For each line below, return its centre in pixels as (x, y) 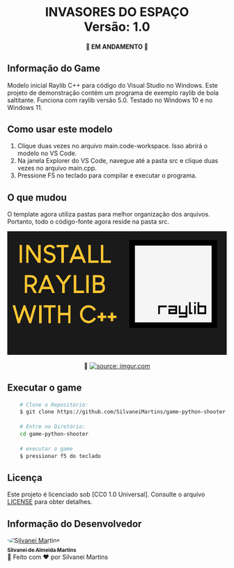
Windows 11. (25, 107)
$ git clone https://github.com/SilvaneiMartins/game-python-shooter (123, 412)
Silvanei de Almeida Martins (42, 550)
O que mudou (37, 197)
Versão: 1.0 (117, 27)
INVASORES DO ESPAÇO (117, 12)
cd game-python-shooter (54, 434)
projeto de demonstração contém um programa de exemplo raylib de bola (113, 93)
